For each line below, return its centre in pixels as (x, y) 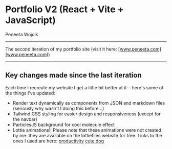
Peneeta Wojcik (22, 34)
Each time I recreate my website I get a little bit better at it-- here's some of (84, 87)
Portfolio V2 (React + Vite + (64, 9)
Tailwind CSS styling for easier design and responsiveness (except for (87, 114)
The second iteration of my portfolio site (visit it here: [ (63, 49)
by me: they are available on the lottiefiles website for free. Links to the (87, 135)
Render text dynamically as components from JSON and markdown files (89, 103)
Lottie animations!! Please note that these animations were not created (87, 130)
